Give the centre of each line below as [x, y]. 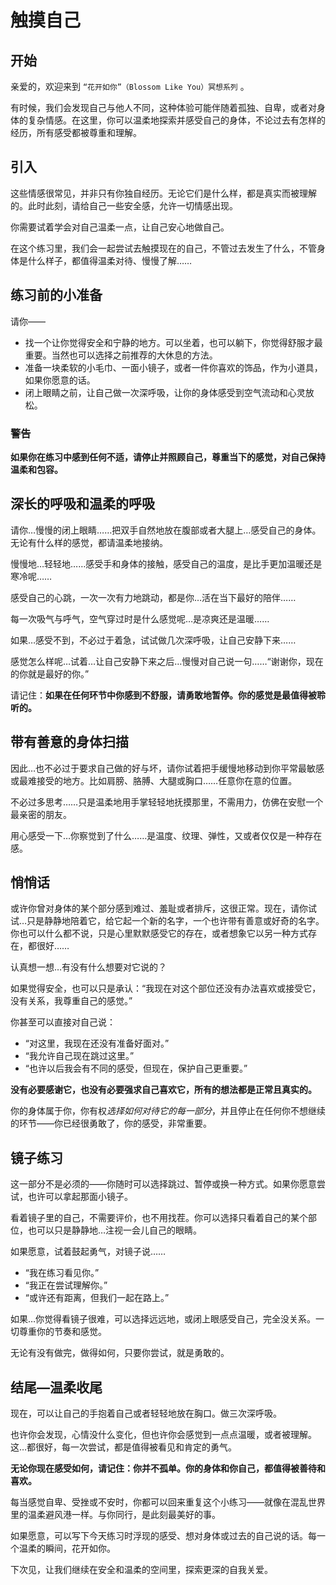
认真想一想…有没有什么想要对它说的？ [89, 967]
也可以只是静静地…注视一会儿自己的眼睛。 [115, 1230]
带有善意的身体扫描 [69, 742]
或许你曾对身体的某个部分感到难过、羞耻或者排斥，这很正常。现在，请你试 [163, 908]
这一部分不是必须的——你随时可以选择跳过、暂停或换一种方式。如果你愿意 [163, 1184]
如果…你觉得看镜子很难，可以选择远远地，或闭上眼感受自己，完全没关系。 [163, 1319]
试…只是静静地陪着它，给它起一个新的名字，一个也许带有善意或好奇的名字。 [167, 921]
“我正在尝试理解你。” [66, 1285]
